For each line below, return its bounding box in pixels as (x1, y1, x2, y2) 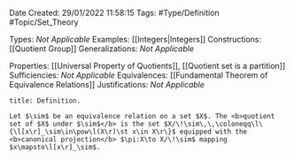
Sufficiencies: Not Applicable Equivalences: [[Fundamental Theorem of (9, 70, 268, 80)
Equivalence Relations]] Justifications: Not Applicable (9, 80, 205, 89)
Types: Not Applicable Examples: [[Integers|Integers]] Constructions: (9, 34, 262, 44)
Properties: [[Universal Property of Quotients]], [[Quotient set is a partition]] (9, 61, 286, 71)
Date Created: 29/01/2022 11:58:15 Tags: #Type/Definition (9, 8, 220, 18)
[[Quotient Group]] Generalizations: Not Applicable (9, 43, 195, 54)
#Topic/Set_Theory (9, 17, 79, 27)
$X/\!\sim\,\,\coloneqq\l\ (163, 119, 264, 128)
